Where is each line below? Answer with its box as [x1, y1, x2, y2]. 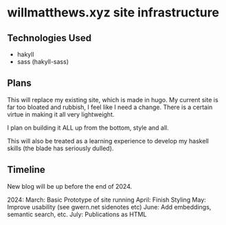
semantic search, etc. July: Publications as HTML [7, 210, 147, 218]
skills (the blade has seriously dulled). [7, 144, 114, 152]
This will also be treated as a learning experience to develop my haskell [7, 137, 210, 145]
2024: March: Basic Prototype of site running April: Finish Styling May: [7, 196, 206, 204]
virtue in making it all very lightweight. [7, 110, 115, 118]
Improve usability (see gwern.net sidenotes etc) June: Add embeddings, [7, 202, 212, 211]
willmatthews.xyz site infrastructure [7, 5, 220, 21]
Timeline [7, 164, 46, 176]
